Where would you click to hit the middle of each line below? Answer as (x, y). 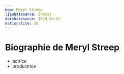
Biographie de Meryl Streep (62, 48)
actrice (19, 61)
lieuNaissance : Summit (28, 14)
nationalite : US (22, 23)
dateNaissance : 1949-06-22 (33, 19)
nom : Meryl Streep (24, 10)
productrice (24, 66)
